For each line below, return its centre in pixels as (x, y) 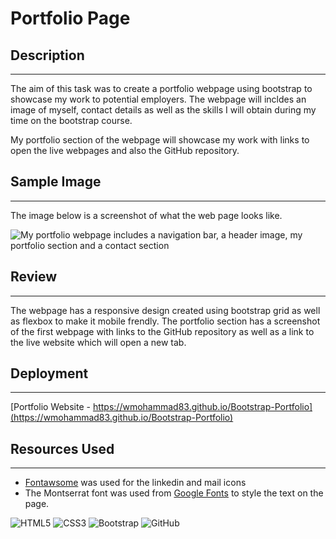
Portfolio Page (70, 18)
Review (34, 277)
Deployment (49, 373)
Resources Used (62, 448)
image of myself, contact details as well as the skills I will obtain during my (163, 110)
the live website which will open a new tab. (98, 342)
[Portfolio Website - (50, 407)
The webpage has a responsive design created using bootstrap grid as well (165, 310)
